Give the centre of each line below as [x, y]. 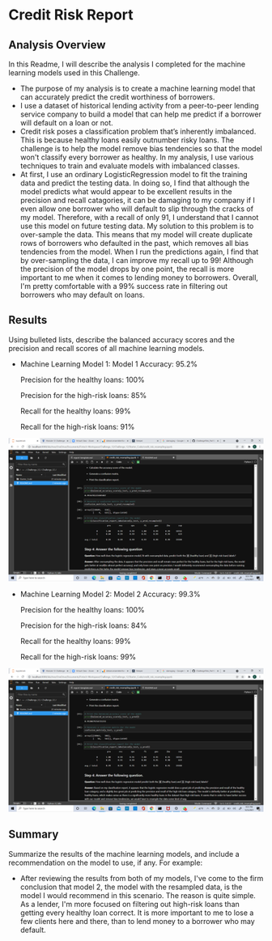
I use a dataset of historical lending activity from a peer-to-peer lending [139, 106]
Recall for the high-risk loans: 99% [78, 657]
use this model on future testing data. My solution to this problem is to [137, 226]
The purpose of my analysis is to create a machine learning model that [138, 88]
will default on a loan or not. [66, 123]
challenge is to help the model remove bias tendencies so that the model [141, 148]
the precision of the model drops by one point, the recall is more [127, 269]
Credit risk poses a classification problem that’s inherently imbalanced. [138, 131]
